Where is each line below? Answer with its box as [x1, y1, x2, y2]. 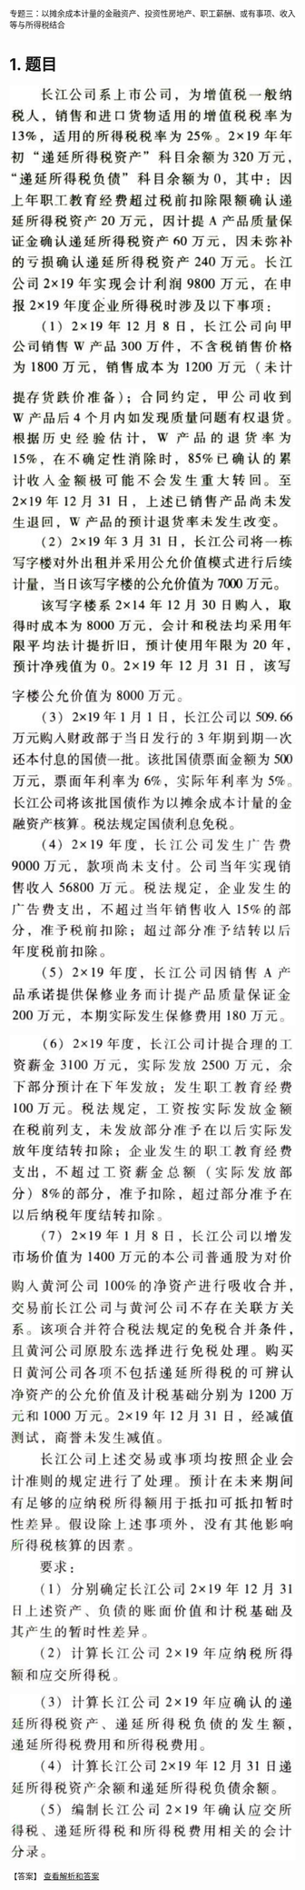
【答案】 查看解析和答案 [9, 1870, 100, 1881]
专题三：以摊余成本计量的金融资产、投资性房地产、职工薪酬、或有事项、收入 [9, 8, 296, 18]
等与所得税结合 [9, 19, 65, 30]
